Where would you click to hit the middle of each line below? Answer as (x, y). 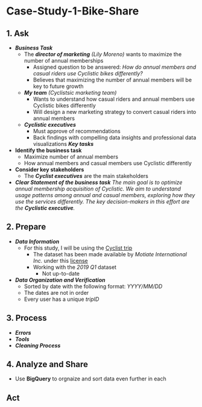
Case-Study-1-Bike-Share (73, 11)
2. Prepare (26, 227)
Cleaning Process (38, 345)
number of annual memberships (64, 61)
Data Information (37, 241)
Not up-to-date (61, 273)
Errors (23, 332)
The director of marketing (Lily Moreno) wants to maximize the (103, 54)
